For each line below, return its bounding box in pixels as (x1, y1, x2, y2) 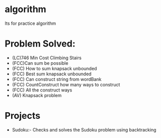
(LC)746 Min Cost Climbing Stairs (12, 55, 82, 61)
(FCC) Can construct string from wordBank (12, 76, 102, 82)
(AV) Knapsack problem (12, 92, 62, 98)
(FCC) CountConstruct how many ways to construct (12, 81, 120, 87)
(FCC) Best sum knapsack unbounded (12, 71, 92, 77)
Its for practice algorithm (5, 20, 57, 26)
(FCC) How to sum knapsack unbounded (12, 65, 97, 71)
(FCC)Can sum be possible (12, 60, 69, 66)
